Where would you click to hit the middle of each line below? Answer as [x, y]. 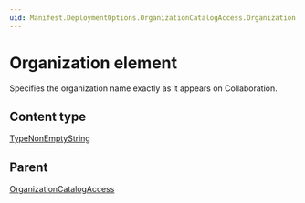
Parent [29, 167]
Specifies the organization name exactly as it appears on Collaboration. [144, 88]
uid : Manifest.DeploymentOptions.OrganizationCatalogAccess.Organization [153, 18]
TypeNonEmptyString [50, 138]
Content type [48, 116]
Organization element [94, 62]
